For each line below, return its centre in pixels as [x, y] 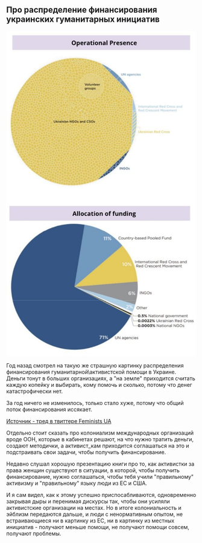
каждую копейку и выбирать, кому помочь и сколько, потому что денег [99, 385]
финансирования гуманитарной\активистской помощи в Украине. [91, 372]
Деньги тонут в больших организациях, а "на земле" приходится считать [101, 378]
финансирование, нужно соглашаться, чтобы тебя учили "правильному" [100, 477]
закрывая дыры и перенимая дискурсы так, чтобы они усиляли [88, 501]
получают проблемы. [34, 534]
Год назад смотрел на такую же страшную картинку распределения [95, 366]
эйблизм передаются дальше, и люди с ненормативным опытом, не [94, 515]
